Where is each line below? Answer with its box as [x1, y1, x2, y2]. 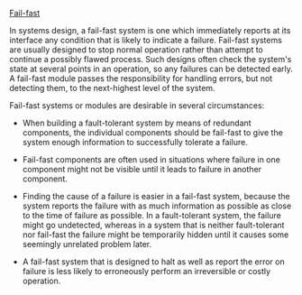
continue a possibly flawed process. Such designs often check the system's [9, 54, 292, 64]
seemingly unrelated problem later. [22, 239, 152, 249]
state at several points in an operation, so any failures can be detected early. [9, 63, 293, 74]
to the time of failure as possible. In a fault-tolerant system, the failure [22, 210, 281, 220]
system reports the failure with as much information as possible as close [22, 200, 292, 211]
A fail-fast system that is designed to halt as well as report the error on [22, 256, 286, 267]
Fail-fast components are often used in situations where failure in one [22, 154, 281, 165]
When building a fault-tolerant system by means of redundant [22, 117, 252, 128]
